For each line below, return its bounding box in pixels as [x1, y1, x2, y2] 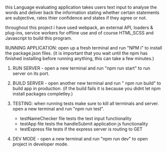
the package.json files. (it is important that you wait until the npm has [5, 50, 148, 56]
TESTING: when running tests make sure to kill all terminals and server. [12, 100, 159, 106]
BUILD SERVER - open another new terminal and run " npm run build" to [12, 80, 161, 86]
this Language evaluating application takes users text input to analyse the [5, 4, 157, 10]
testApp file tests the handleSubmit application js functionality [20, 121, 148, 126]
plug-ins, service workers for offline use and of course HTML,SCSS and [5, 30, 154, 35]
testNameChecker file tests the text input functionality [20, 115, 132, 121]
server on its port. [12, 70, 50, 76]
